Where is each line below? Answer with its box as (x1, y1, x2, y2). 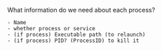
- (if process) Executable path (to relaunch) (7, 31, 146, 38)
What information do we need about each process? (7, 6, 156, 14)
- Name (7, 19, 27, 26)
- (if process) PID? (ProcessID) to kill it (7, 37, 140, 44)
